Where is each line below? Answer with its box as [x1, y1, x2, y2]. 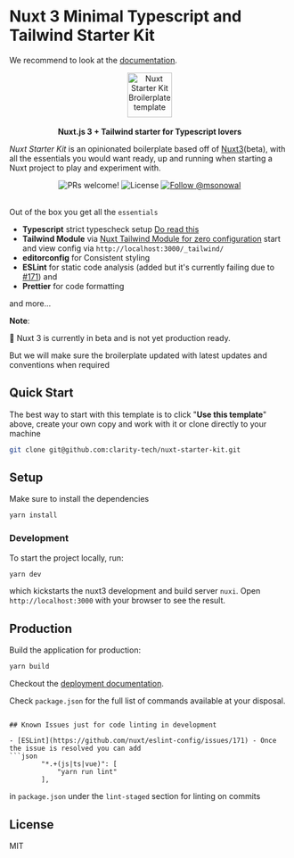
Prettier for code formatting [21, 280, 125, 291]
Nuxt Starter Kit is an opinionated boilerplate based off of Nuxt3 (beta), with [9, 143, 286, 154]
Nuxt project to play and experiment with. [9, 162, 162, 173]
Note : [9, 315, 30, 326]
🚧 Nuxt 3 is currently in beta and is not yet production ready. [9, 332, 231, 343]
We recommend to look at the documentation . [9, 54, 178, 65]
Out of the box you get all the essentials [9, 206, 159, 217]
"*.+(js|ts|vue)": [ [41, 760, 118, 769]
